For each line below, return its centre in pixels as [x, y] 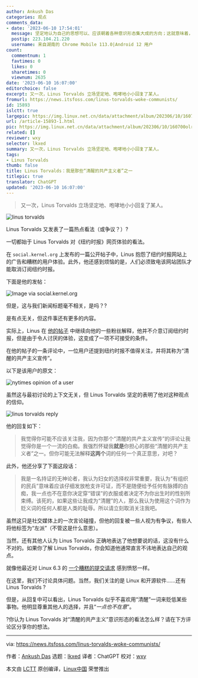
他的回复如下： [24, 426]
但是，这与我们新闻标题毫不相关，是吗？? [57, 306]
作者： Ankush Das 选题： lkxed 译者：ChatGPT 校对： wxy [76, 656]
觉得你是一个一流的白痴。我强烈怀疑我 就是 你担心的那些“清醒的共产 [102, 446]
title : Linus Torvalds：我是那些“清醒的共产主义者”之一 [70, 171]
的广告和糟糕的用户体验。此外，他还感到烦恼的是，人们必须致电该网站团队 [96, 261]
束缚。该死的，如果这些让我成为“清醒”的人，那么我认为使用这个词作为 [105, 501]
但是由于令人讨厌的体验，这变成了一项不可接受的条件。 [83, 338]
